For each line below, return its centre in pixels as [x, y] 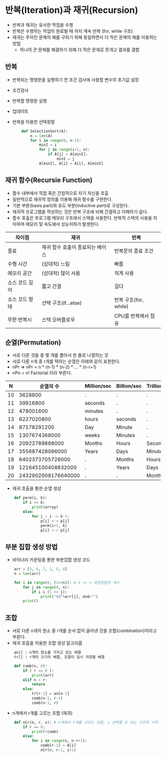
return [38, 685]
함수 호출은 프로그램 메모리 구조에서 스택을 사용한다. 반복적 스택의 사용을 [82, 218]
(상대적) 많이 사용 [61, 273]
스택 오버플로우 [58, 319]
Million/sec [98, 386]
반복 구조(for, [129, 299]
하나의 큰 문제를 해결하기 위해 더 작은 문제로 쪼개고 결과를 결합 [80, 50]
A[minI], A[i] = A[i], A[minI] [71, 163]
